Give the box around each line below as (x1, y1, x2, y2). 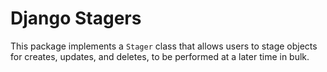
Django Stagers (10, 7, 142, 30)
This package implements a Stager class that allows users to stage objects (10, 40, 318, 52)
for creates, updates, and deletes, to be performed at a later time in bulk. (10, 50, 310, 62)
